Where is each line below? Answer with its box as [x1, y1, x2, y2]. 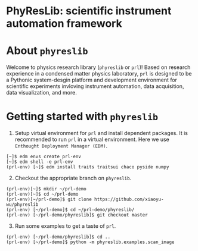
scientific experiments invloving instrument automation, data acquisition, [6, 83, 184, 90]
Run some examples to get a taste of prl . [14, 222, 116, 230]
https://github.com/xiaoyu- [94, 196, 164, 203]
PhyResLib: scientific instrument [6, 4, 172, 18]
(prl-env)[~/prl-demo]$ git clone [6, 196, 92, 203]
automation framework [6, 17, 122, 30]
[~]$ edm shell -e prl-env [6, 159, 73, 165]
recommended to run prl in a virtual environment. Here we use [14, 136, 170, 143]
